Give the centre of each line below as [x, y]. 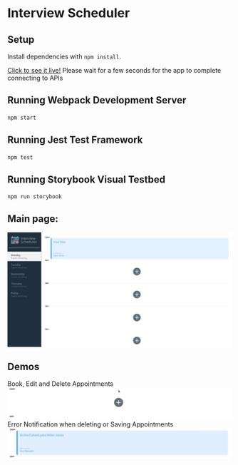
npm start [22, 118]
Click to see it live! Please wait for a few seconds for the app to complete [114, 70]
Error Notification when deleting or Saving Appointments [90, 424]
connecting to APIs [35, 78]
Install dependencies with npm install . [64, 56]
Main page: [33, 219]
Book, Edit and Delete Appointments [61, 384]
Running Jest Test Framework [75, 140]
